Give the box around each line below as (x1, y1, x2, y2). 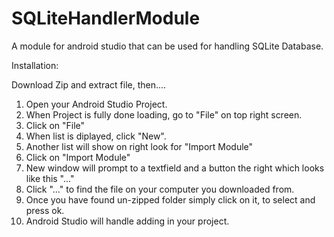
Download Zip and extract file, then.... (11, 78, 167, 91)
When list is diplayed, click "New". (25, 130, 167, 142)
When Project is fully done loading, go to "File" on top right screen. (25, 108, 303, 121)
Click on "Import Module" (25, 151, 131, 163)
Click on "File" (25, 119, 86, 131)
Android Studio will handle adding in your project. (25, 215, 230, 227)
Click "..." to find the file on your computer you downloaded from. (25, 183, 295, 195)
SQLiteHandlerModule (11, 7, 201, 30)
